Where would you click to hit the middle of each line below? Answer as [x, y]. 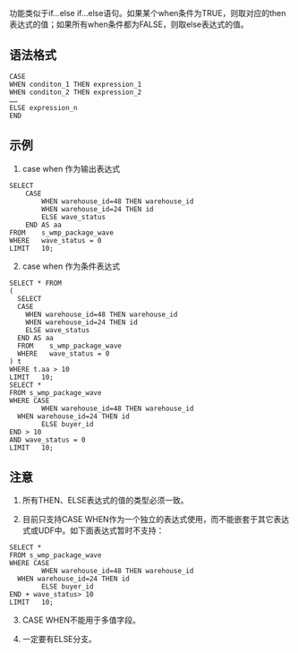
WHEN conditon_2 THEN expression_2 [76, 92]
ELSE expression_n [43, 107]
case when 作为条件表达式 [71, 266]
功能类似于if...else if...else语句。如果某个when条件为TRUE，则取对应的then [148, 13]
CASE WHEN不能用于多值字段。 [81, 620]
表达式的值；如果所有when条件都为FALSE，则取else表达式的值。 [129, 24]
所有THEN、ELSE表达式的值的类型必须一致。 [105, 501]
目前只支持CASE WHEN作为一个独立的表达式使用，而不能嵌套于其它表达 [155, 520]
